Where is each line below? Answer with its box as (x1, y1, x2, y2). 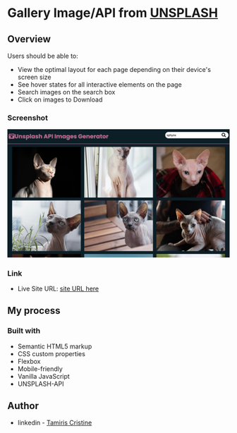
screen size (17, 73, 51, 81)
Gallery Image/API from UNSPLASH (7, 5, 219, 21)
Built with (7, 326, 41, 336)
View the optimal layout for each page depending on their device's (17, 66, 212, 73)
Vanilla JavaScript (17, 372, 71, 380)
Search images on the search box (17, 88, 116, 96)
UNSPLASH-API (17, 379, 64, 388)
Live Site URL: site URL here (17, 284, 99, 293)
